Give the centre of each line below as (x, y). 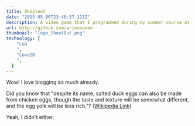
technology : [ (23, 38)
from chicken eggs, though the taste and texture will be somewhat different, (97, 100)
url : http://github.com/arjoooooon (49, 28)
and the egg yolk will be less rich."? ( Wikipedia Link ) (69, 106)
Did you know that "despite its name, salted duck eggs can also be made (94, 93)
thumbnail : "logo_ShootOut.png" (45, 33)
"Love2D (26, 55)
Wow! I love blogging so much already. (53, 82)
